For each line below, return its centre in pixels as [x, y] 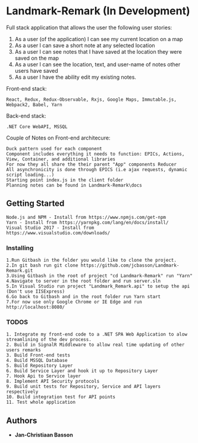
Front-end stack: [26, 88]
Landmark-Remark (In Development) [98, 11]
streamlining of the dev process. [49, 340]
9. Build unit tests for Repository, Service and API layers [84, 387]
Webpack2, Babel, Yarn [34, 105]
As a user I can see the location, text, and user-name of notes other [98, 64]
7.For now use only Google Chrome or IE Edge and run [74, 302]
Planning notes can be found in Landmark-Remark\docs [74, 185]
